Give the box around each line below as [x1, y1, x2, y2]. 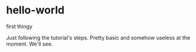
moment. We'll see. [6, 40, 53, 47]
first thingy [6, 23, 33, 30]
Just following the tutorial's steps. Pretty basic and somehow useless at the [6, 34, 191, 41]
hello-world [6, 4, 65, 17]
